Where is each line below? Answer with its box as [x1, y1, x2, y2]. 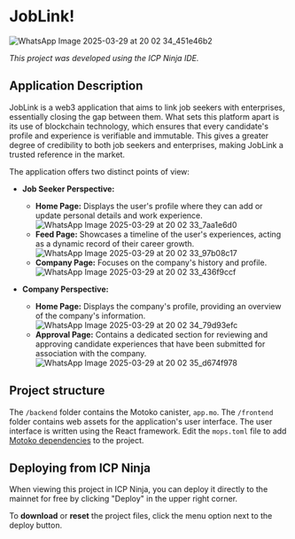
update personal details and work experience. [35, 210, 204, 221]
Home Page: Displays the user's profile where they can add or [35, 200, 263, 211]
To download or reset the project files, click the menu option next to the [9, 511, 273, 521]
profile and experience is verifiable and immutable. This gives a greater [9, 130, 269, 141]
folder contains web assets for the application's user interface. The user [9, 416, 273, 426]
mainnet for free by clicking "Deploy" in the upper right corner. [9, 494, 237, 504]
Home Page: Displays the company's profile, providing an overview [35, 301, 282, 311]
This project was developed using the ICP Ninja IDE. [9, 52, 199, 63]
